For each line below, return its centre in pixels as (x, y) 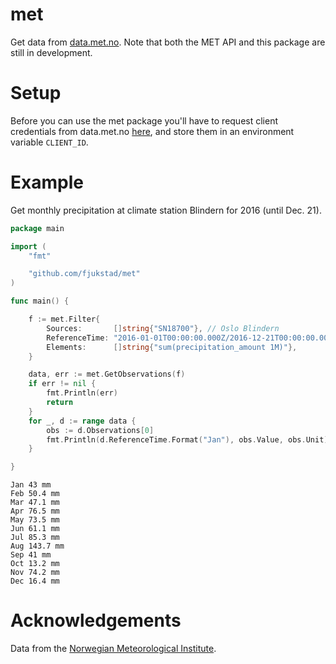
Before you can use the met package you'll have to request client (144, 120)
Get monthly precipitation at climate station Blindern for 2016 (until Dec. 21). (166, 210)
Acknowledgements (96, 620)
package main (37, 228)
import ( (28, 246)
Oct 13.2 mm (35, 564)
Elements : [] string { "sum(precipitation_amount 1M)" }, (172, 347)
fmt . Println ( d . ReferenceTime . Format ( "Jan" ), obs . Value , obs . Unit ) (187, 439)
